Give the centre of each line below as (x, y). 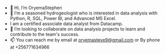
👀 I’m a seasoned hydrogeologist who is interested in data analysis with (84, 13)
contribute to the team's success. (44, 34)
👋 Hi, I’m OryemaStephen (36, 8)
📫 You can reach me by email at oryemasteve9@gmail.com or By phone (85, 40)
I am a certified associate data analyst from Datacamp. (66, 23)
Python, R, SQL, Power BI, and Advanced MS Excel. (63, 18)
